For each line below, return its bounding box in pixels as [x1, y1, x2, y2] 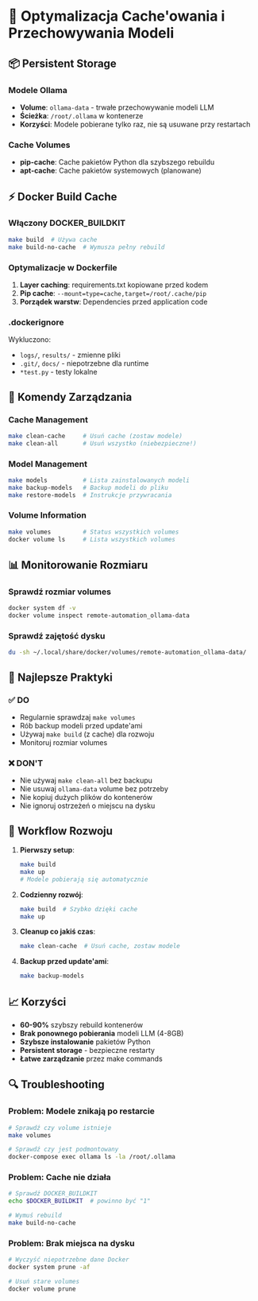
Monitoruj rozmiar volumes [19, 737, 108, 747]
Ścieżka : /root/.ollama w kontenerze [19, 111, 144, 120]
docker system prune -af [8, 1264, 90, 1272]
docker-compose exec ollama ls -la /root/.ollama [8, 1153, 176, 1161]
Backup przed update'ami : [19, 957, 110, 966]
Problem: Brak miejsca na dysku [8, 1237, 135, 1249]
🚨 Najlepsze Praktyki [8, 670, 113, 684]
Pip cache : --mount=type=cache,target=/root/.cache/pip [19, 288, 207, 297]
